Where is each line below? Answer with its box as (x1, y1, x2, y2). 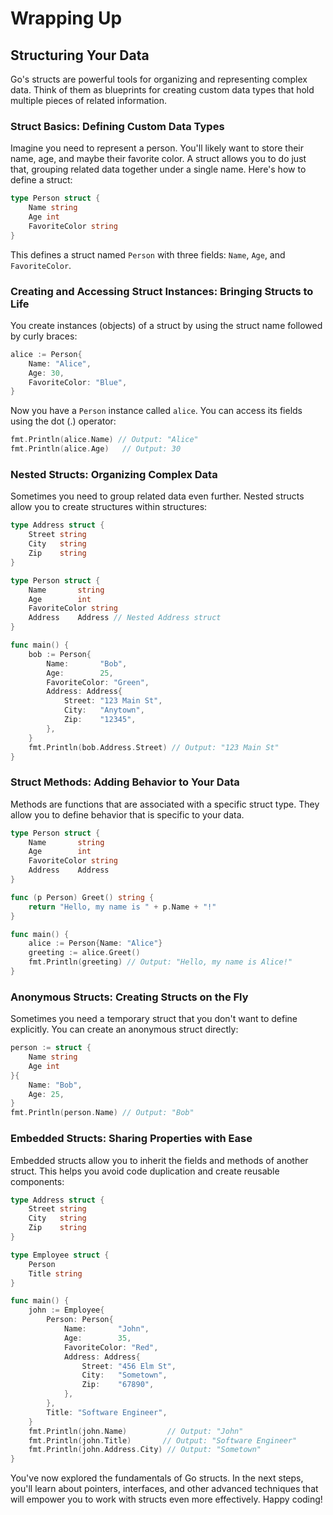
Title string (28, 1268, 83, 1279)
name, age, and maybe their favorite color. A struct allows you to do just (10, 153, 307, 165)
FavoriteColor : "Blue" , (28, 377, 128, 387)
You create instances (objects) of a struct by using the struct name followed (10, 319, 323, 331)
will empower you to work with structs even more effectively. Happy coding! (10, 1493, 323, 1506)
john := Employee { (28, 1305, 105, 1316)
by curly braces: (10, 330, 78, 342)
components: (10, 1175, 65, 1187)
